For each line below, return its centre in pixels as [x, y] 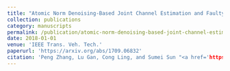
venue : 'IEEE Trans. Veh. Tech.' [55, 45]
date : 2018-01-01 [32, 39]
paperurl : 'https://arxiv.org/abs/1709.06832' [75, 51]
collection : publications [44, 20]
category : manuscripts [39, 26]
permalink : [23, 32]
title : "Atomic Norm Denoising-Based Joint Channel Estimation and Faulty [116, 13]
